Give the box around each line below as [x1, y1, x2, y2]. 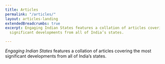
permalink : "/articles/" [5, 12, 56, 17]
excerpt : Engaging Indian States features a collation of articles [5, 26, 146, 31]
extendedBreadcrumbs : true [5, 21, 60, 26]
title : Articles [5, 7, 38, 12]
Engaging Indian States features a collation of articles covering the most [5, 48, 151, 54]
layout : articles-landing [5, 16, 58, 21]
